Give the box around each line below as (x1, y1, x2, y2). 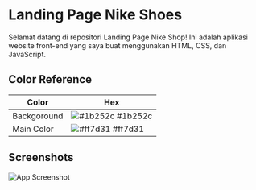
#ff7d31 (112, 123, 145, 134)
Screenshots (8, 151, 74, 164)
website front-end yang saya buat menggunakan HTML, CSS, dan (8, 40, 227, 50)
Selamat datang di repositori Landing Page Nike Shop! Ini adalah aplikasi (8, 32, 248, 42)
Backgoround (12, 110, 64, 122)
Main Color (12, 123, 54, 134)
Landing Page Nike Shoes (8, 6, 183, 24)
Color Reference (8, 72, 93, 86)
